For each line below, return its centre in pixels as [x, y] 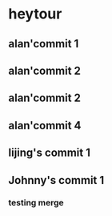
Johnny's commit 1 [56, 180]
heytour [35, 14]
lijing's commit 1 [49, 153]
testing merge [36, 203]
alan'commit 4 [45, 125]
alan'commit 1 [44, 44]
